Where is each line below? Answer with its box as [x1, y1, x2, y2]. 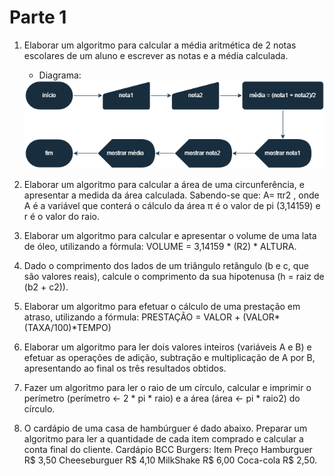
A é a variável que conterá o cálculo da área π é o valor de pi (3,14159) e [23, 199, 321, 211]
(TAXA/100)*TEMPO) [23, 321, 112, 333]
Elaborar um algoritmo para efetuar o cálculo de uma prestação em [23, 300, 301, 312]
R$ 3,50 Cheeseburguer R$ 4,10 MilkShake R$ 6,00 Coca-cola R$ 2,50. [23, 454, 318, 466]
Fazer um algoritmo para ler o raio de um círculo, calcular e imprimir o [23, 381, 312, 393]
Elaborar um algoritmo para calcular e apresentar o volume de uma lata [23, 229, 317, 241]
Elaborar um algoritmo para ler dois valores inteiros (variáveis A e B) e [23, 341, 312, 353]
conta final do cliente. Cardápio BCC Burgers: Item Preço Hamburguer [23, 443, 313, 455]
